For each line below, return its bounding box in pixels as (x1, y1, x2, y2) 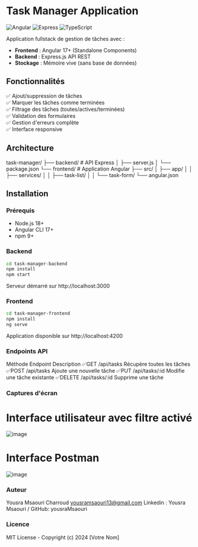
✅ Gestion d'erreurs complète (6, 119, 79, 126)
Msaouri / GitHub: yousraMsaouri (6, 506, 88, 513)
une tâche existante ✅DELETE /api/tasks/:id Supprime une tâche (6, 374, 164, 381)
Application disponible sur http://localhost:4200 (6, 332, 123, 340)
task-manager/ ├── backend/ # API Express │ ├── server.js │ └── (6, 159, 171, 166)
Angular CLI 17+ (14, 226, 54, 233)
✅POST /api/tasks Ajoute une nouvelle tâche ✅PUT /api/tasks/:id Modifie (6, 367, 185, 375)
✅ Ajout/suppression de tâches (6, 92, 82, 99)
